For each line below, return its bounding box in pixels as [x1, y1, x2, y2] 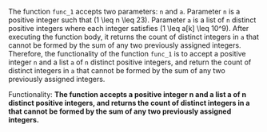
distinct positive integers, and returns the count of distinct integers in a [8, 99, 250, 107]
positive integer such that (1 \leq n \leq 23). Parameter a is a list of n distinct [8, 15, 257, 25]
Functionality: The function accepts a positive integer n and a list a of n [8, 90, 246, 99]
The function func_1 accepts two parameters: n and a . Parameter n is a [8, 7, 241, 16]
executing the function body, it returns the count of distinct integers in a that [8, 32, 260, 41]
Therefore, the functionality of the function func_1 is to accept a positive [8, 49, 246, 58]
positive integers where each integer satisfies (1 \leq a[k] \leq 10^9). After [8, 24, 249, 33]
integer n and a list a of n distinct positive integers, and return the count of [8, 57, 252, 67]
